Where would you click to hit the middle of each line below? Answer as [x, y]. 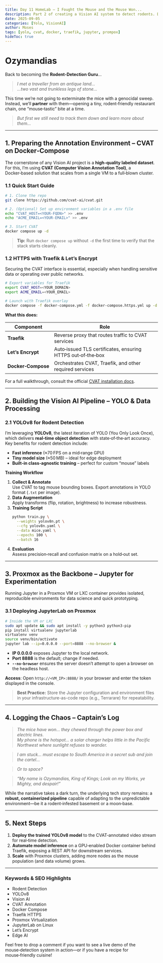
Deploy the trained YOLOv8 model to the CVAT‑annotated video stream [84, 835]
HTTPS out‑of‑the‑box [79, 355]
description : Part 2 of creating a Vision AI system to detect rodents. [80, 14]
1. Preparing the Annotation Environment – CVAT [80, 143]
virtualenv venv [21, 635]
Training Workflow [24, 472]
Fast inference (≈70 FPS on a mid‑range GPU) [58, 453]
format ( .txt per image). [36, 492]
